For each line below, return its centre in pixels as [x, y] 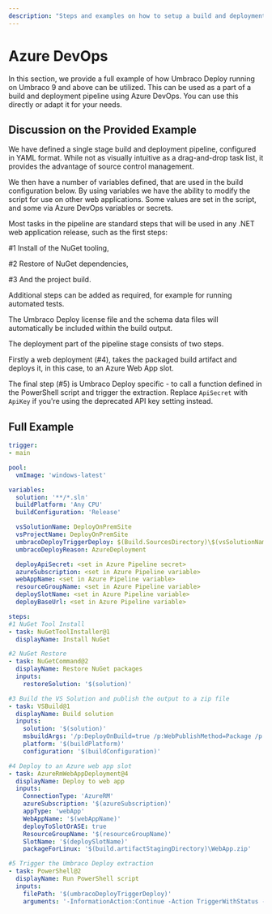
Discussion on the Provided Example [102, 129]
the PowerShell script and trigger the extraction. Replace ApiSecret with [128, 393]
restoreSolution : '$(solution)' [77, 684]
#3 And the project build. [50, 280]
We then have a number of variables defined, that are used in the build [126, 182]
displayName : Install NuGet [63, 639]
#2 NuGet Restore [38, 654]
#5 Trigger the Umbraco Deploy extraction [81, 864]
